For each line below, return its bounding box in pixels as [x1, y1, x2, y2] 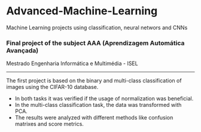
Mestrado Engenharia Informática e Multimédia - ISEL [6, 60, 139, 67]
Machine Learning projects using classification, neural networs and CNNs [6, 24, 188, 31]
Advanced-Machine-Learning [6, 4, 158, 18]
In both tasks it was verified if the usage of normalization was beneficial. [14, 95, 194, 102]
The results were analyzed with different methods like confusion [14, 114, 173, 121]
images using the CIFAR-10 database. [6, 84, 99, 91]
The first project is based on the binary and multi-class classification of [6, 77, 182, 84]
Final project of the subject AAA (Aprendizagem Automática [6, 39, 185, 47]
